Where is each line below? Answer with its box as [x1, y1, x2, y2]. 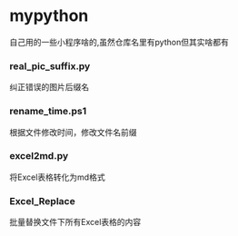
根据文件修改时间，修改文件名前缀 [9, 126, 137, 137]
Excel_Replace [9, 194, 75, 207]
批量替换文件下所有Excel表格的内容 [9, 217, 142, 228]
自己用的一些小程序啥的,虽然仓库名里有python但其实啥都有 [9, 36, 229, 47]
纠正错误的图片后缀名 [9, 82, 89, 93]
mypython [9, 5, 89, 26]
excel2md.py [9, 150, 69, 162]
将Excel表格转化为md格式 [9, 172, 106, 182]
